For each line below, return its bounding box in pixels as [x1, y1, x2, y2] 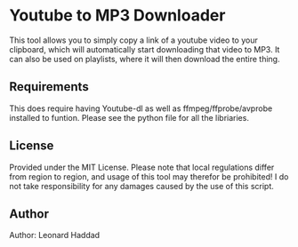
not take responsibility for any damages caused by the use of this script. [9, 180, 274, 191]
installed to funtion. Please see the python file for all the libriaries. [9, 112, 249, 123]
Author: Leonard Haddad [9, 230, 101, 241]
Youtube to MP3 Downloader [9, 5, 226, 26]
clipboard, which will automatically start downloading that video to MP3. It [9, 44, 280, 54]
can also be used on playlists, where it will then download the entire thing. [9, 53, 280, 64]
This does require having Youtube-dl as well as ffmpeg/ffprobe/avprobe [9, 103, 273, 114]
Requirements [9, 79, 89, 94]
